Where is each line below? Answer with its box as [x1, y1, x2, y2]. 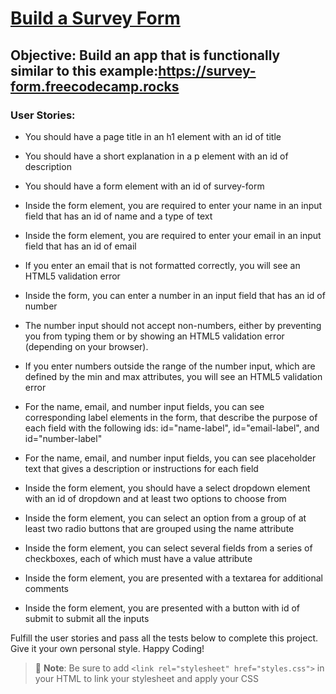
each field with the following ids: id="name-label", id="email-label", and [24, 422, 320, 434]
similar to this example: [10, 62, 159, 79]
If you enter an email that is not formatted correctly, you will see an [24, 259, 301, 271]
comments [24, 582, 69, 594]
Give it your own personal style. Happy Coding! [10, 642, 205, 654]
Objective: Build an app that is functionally [10, 47, 281, 64]
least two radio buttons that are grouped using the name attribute [24, 522, 295, 534]
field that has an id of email [24, 240, 137, 252]
